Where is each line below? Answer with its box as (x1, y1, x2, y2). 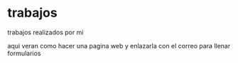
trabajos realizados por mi (7, 28, 84, 36)
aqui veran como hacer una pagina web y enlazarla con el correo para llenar (7, 41, 231, 50)
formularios (7, 49, 41, 57)
